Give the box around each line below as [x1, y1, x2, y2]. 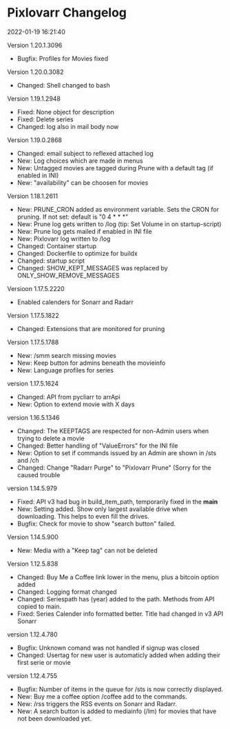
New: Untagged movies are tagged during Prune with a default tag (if [17, 163, 213, 172]
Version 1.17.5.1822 [7, 311, 60, 319]
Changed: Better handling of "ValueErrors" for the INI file [17, 441, 178, 450]
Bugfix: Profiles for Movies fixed [17, 54, 109, 63]
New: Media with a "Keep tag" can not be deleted [17, 546, 158, 555]
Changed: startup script [17, 257, 85, 265]
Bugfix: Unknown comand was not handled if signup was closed [17, 643, 200, 652]
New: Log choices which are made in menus [17, 157, 143, 165]
